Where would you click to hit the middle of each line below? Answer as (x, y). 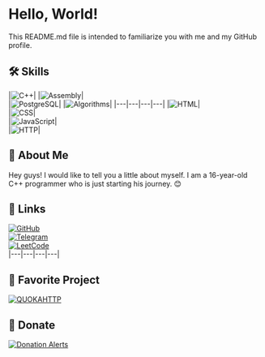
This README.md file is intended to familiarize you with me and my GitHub (133, 37)
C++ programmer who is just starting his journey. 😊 (95, 183)
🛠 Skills (29, 72)
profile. (20, 45)
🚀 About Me (38, 155)
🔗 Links (27, 209)
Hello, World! (53, 14)
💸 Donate (32, 325)
